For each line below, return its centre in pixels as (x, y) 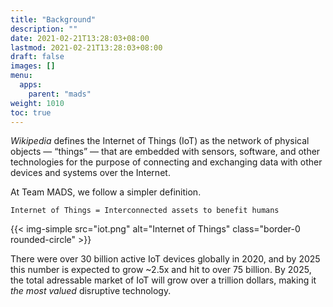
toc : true (31, 112)
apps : (31, 85)
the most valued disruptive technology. (91, 291)
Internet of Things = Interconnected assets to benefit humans (145, 211)
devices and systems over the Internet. (90, 173)
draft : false (37, 57)
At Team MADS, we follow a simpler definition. (106, 192)
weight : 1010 (37, 103)
